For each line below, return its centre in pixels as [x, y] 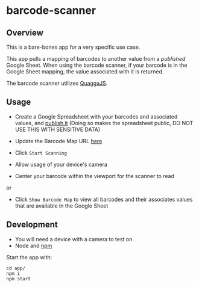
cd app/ [16, 268]
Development [32, 225]
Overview [25, 33]
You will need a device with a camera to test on [74, 239]
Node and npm [33, 245]
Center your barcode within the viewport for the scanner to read [95, 176]
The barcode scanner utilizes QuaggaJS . [57, 83]
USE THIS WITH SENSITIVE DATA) [58, 129]
